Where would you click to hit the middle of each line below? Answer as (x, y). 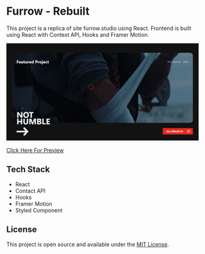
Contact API (30, 190)
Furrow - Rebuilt (48, 11)
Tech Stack (28, 170)
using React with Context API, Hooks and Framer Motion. (78, 34)
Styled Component (39, 210)
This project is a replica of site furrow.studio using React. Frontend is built (99, 28)
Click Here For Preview (35, 150)
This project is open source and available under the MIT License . (88, 244)
